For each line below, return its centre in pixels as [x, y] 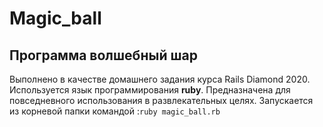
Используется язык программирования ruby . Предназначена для [150, 90]
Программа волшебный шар [103, 55]
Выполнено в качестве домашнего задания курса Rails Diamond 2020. [160, 79]
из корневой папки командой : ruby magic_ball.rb [115, 111]
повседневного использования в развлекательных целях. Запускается [161, 100]
